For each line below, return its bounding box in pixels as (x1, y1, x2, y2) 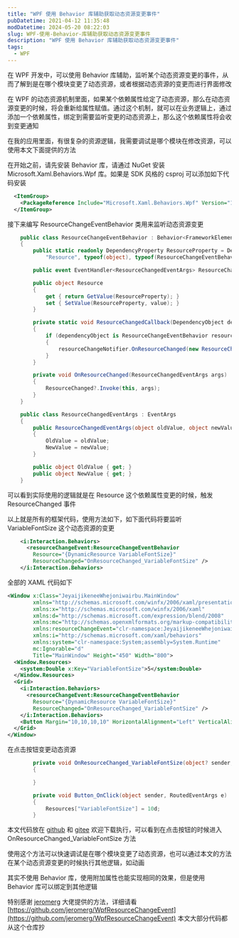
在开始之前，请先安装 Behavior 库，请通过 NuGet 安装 (7, 160, 165, 169)
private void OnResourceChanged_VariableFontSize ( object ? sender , (33, 760, 234, 767)
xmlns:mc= (33, 619, 62, 626)
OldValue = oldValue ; (45, 438, 110, 445)
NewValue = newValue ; (45, 444, 110, 451)
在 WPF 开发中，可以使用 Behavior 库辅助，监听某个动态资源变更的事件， (7, 71, 223, 79)
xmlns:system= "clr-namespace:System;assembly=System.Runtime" (33, 639, 221, 646)
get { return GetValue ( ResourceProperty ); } (45, 293, 180, 300)
